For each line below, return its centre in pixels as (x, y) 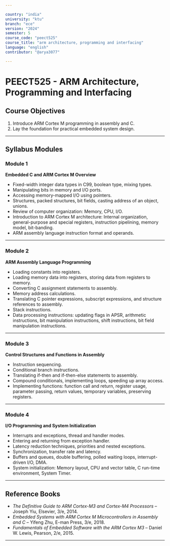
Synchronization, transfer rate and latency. (57, 452)
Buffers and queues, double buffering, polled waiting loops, (74, 457)
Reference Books (33, 494)
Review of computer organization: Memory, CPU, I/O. (68, 211)
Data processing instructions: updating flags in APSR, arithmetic (79, 315)
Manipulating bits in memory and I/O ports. (57, 190)
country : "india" (24, 14)
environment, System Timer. (42, 473)
